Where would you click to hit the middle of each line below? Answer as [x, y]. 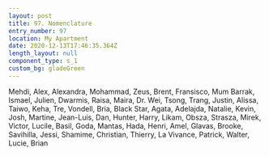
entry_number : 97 [38, 31]
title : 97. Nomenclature [50, 23]
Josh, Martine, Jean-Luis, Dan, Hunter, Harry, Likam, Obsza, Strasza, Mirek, [135, 117]
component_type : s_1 [43, 61]
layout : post [30, 16]
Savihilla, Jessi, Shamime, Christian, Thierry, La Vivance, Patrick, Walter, [129, 134]
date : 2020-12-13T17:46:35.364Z [63, 46]
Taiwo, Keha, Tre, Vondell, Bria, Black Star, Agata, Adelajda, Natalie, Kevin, [132, 108]
